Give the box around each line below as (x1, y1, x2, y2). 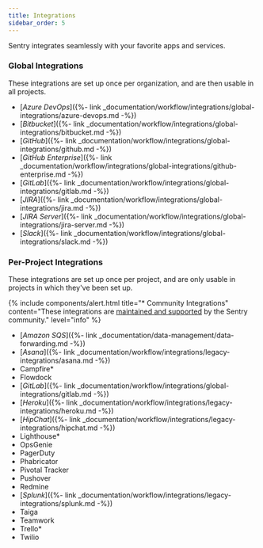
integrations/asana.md (19, 356, 93, 365)
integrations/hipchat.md (19, 423, 98, 432)
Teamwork (19, 516, 55, 525)
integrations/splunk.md (19, 499, 96, 508)
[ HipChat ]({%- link (19, 415, 82, 424)
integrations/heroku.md (19, 406, 97, 416)
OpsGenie (19, 440, 53, 450)
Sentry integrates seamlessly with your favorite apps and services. (8, 40, 226, 50)
